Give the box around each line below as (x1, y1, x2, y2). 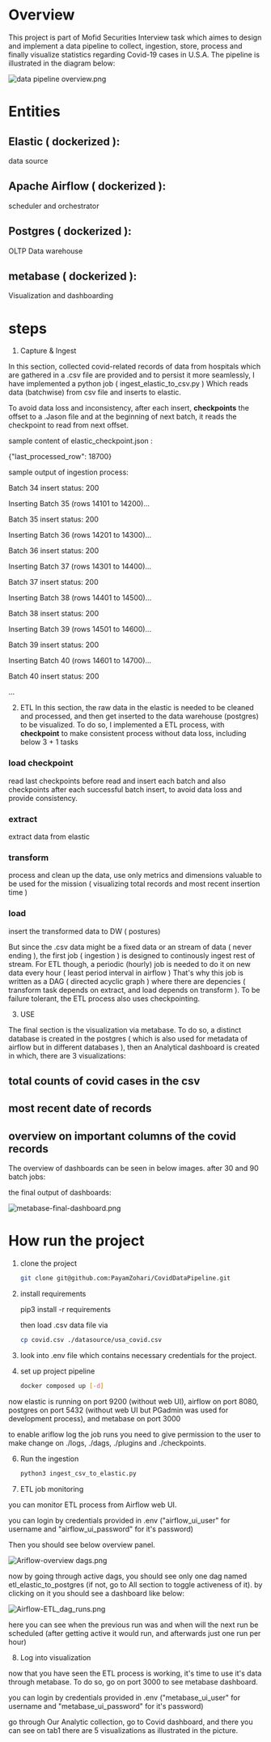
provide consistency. (8, 793, 78, 803)
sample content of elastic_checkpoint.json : (8, 436, 154, 446)
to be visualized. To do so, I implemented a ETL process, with (19, 720, 225, 730)
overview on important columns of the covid (8, 1129, 236, 1143)
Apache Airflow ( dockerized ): (8, 180, 167, 194)
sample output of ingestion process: (8, 467, 129, 477)
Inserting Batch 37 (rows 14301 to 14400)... (8, 561, 152, 572)
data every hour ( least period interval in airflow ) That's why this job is (8, 968, 244, 977)
